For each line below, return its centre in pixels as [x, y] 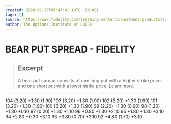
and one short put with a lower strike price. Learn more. [76, 86]
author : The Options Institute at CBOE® [49, 24]
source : [13, 19]
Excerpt [30, 68]
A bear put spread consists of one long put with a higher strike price [89, 81]
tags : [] [15, 15]
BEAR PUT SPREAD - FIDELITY [70, 49]
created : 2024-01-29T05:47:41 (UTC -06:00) [52, 10]
